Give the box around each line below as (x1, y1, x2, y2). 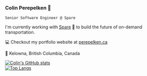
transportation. (5, 29, 35, 35)
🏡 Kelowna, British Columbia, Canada (5, 51, 80, 56)
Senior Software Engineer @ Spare (5, 16, 76, 21)
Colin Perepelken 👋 (5, 4, 51, 11)
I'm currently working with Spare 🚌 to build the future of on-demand (5, 24, 143, 30)
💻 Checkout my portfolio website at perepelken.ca (5, 39, 108, 45)
